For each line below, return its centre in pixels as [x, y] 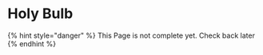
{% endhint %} [32, 43]
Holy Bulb [40, 14]
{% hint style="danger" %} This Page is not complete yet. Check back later [131, 35]
